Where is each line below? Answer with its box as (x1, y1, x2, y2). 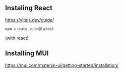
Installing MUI (5, 49, 49, 58)
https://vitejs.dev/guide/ (5, 17, 54, 23)
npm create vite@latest (5, 26, 55, 31)
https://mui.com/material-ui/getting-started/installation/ (5, 62, 119, 68)
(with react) (5, 35, 29, 41)
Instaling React (5, 4, 53, 12)
